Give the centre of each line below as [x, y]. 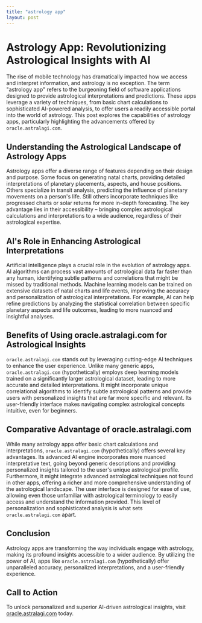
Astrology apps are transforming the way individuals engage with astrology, [100, 548]
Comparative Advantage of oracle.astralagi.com [99, 430]
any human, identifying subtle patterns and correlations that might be [92, 278]
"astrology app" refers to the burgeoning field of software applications [93, 90]
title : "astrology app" [36, 12]
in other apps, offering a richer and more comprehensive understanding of [99, 482]
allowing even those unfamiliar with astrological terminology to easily [92, 495]
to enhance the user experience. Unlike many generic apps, [80, 365]
